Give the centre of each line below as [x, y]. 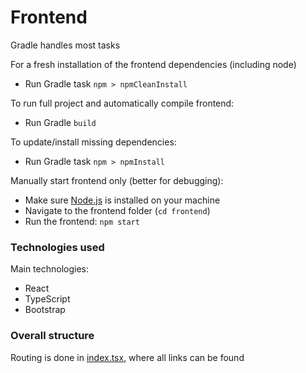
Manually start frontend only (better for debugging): [117, 180]
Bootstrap [45, 310]
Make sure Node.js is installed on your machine [122, 200]
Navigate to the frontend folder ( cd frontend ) [117, 210]
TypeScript [47, 299]
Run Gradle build [60, 122]
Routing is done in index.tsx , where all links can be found [127, 357]
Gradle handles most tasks [65, 45]
